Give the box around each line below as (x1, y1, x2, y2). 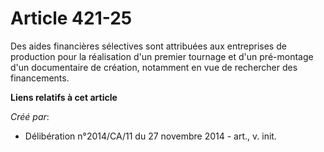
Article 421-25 (10, 7, 133, 30)
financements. (10, 72, 70, 84)
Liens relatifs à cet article (10, 91, 118, 103)
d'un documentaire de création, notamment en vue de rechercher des (10, 61, 298, 73)
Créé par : (10, 110, 50, 122)
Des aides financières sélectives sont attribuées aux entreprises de (10, 40, 287, 52)
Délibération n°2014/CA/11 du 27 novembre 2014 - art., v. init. (24, 130, 277, 142)
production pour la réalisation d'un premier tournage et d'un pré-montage (10, 50, 314, 62)
